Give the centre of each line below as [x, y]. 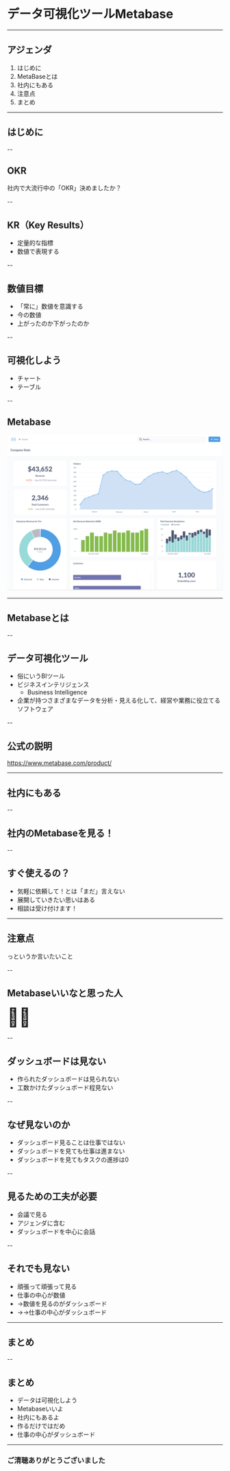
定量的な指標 [35, 243]
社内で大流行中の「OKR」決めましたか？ [64, 188]
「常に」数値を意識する [50, 306]
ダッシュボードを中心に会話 [56, 1232]
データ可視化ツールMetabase [90, 14]
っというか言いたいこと [40, 956]
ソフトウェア [35, 709]
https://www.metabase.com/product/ [60, 763]
